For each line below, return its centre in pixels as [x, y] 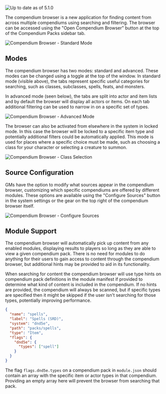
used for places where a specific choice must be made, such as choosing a [83, 142]
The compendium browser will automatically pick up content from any [77, 243]
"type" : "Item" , [26, 333]
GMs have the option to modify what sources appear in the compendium [80, 185]
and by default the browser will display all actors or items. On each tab [78, 101]
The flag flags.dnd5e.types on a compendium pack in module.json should [81, 370]
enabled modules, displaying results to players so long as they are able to [81, 248]
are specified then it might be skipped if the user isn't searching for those [81, 295]
